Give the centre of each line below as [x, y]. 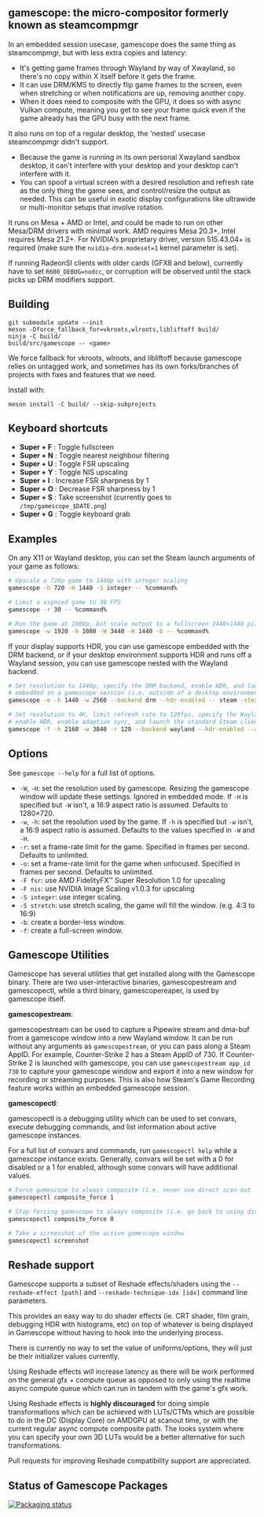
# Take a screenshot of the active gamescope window [96, 1233]
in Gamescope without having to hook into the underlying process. [116, 1333]
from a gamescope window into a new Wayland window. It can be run [121, 1038]
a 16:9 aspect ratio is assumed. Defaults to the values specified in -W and [137, 829]
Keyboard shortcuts [58, 428]
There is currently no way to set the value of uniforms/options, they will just [130, 1348]
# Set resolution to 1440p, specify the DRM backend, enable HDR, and [126, 686]
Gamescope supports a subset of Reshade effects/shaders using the [119, 1284]
